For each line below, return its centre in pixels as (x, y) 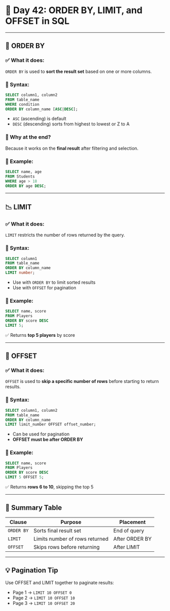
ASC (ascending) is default (39, 119)
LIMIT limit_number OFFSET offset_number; (51, 424)
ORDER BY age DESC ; (26, 186)
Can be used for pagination (41, 434)
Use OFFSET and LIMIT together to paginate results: (60, 582)
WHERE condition (22, 104)
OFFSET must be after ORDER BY (48, 440)
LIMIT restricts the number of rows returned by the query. (65, 235)
